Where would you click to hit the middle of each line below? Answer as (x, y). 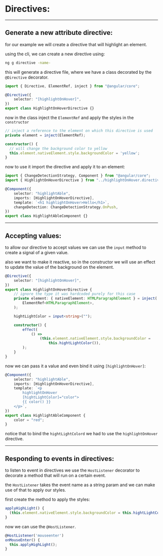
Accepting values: (33, 236)
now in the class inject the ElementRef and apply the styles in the (70, 118)
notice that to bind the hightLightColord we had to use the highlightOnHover (81, 434)
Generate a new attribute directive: (59, 33)
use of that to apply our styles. (36, 490)
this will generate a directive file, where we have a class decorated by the (78, 72)
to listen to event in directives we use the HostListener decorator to (72, 470)
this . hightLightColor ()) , (74, 343)
